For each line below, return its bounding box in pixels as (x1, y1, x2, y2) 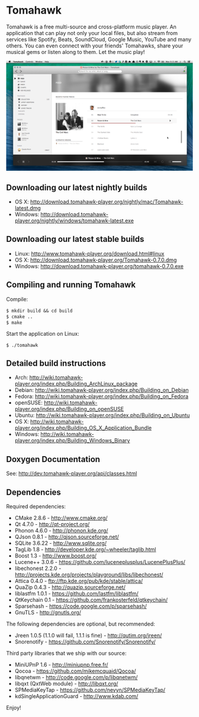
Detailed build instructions (6, 358, 106, 368)
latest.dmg (14, 205, 41, 212)
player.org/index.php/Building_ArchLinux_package (14, 380, 138, 387)
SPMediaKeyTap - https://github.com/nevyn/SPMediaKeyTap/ (14, 686, 166, 694)
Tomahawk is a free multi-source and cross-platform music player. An (6, 23, 176, 30)
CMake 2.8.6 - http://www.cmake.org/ (14, 514, 108, 522)
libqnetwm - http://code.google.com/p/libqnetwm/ (14, 674, 138, 681)
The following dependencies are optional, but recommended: (6, 620, 155, 627)
